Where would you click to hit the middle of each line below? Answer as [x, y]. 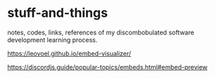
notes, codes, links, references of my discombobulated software [101, 32]
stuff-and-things [57, 13]
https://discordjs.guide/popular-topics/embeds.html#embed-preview [107, 67]
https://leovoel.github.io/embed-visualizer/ [69, 53]
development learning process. [53, 39]
